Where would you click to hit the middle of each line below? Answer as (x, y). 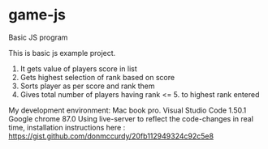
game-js (37, 15)
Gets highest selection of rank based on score (97, 77)
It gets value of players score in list (78, 68)
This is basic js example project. (62, 53)
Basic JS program (38, 37)
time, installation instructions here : (67, 127)
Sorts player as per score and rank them (88, 86)
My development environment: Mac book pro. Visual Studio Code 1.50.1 (128, 110)
